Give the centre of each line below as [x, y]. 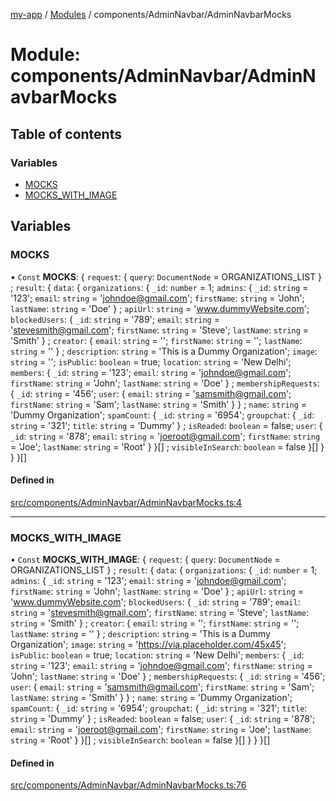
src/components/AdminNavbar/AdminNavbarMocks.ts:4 [126, 502]
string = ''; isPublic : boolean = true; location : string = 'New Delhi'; [151, 361]
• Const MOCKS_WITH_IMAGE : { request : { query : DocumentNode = [145, 560]
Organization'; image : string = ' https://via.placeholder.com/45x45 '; [148, 645]
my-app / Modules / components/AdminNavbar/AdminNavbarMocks [151, 14]
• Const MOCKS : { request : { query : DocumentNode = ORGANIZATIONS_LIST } [166, 276]
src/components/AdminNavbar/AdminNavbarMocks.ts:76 [128, 785]
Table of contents [66, 134]
